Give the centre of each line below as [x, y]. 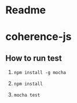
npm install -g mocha [40, 73]
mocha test [27, 95]
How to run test [34, 58]
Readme [26, 10]
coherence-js [38, 37]
